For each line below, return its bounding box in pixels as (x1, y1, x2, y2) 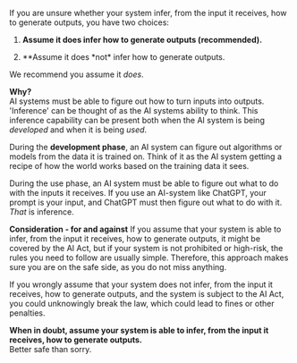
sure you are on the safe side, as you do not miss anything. (9, 262, 227, 272)
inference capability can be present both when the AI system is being (9, 115, 266, 125)
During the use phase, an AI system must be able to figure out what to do (9, 178, 279, 189)
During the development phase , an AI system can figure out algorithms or (9, 142, 283, 152)
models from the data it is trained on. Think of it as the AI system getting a (9, 151, 283, 162)
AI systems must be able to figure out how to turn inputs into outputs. (9, 96, 265, 106)
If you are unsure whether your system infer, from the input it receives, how (9, 8, 287, 18)
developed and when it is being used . (9, 124, 148, 135)
